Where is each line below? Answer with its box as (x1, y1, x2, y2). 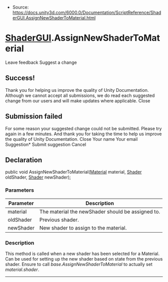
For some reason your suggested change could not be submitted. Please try (5, 125, 162, 131)
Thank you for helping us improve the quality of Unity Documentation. (5, 87, 149, 93)
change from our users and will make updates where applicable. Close (5, 97, 150, 104)
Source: (12, 4, 29, 10)
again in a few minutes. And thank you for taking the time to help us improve (5, 131, 162, 137)
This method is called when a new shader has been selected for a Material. (5, 251, 160, 257)
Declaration (5, 156, 42, 164)
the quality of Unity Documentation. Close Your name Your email (5, 136, 138, 142)
